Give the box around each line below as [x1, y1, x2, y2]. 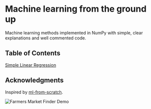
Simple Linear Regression [5, 62, 57, 68]
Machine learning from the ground [5, 3, 147, 15]
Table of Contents [5, 49, 61, 57]
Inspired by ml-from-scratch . [5, 89, 63, 95]
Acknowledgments [5, 76, 64, 85]
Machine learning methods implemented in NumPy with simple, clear [5, 30, 143, 36]
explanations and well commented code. [5, 35, 86, 41]
